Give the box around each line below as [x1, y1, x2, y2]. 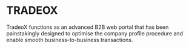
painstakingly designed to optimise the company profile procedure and [6, 29, 184, 37]
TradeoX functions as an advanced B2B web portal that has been [6, 23, 169, 31]
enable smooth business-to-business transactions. [6, 36, 133, 43]
